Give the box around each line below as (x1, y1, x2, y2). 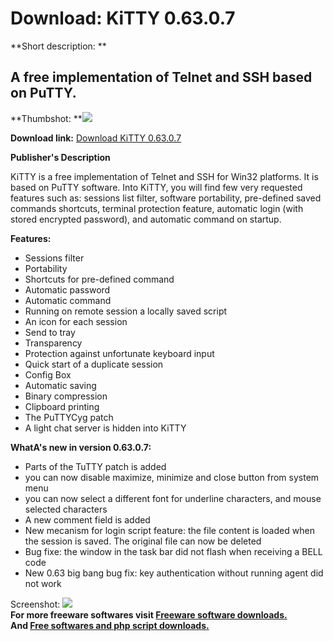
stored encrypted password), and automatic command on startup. (10, 213, 282, 225)
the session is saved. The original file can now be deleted (24, 535, 262, 547)
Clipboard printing (24, 400, 100, 412)
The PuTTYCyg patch (24, 411, 114, 423)
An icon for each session (24, 315, 128, 327)
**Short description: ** (10, 40, 107, 52)
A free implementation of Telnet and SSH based (10, 69, 313, 86)
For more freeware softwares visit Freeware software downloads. (10, 608, 288, 621)
